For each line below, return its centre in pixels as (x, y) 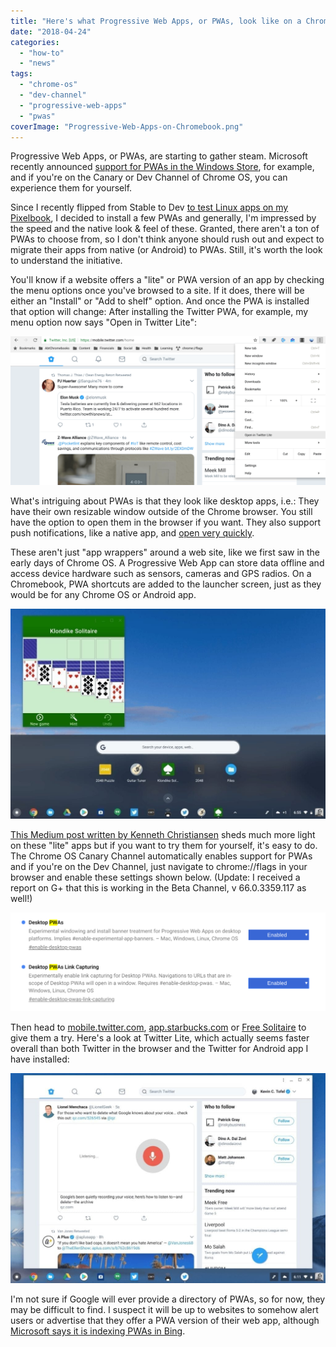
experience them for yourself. (71, 188)
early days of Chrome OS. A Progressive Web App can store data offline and (167, 563)
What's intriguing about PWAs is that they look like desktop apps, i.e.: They (165, 501)
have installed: (40, 1059)
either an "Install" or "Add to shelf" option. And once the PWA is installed (160, 301)
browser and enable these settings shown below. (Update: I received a (155, 877)
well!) (21, 899)
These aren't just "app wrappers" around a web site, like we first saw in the (165, 552)
